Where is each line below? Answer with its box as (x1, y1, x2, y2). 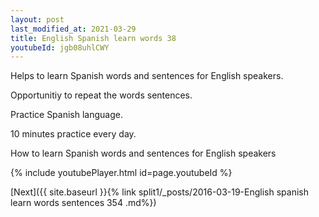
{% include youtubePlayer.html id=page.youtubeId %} (10, 167, 233, 179)
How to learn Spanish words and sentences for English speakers (10, 147, 277, 160)
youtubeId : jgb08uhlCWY (10, 42, 110, 53)
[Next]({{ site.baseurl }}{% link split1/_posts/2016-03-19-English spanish (10, 186, 310, 198)
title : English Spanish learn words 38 (10, 33, 177, 43)
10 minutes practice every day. (10, 128, 137, 140)
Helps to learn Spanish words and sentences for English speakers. (10, 70, 284, 82)
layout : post (10, 14, 65, 25)
